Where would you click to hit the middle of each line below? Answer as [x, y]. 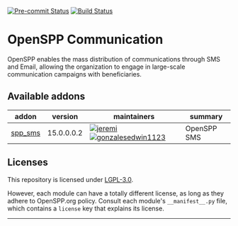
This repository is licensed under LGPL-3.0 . [70, 179]
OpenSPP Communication [85, 40]
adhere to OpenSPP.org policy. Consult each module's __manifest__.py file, [118, 200]
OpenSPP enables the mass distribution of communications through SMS [114, 59]
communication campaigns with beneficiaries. [74, 74]
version [65, 116]
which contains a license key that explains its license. [86, 208]
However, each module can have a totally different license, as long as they [116, 193]
